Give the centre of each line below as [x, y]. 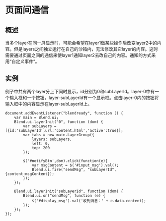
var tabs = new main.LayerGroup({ [59, 135]
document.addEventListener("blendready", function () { [64, 113]
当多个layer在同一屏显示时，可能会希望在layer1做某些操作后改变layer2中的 [81, 43]
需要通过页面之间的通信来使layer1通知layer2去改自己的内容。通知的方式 [78, 55]
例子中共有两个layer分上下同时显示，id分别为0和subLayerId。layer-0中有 [80, 91]
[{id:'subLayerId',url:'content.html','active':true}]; [64, 130]
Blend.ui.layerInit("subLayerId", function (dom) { [69, 191]
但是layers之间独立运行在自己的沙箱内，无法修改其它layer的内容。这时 [86, 49]
